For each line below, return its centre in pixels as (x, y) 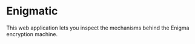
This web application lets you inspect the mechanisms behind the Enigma (98, 28)
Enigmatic (32, 11)
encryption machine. (32, 34)
